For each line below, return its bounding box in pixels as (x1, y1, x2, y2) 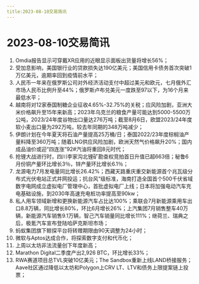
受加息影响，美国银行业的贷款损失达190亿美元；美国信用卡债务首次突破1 (15, 64, 192, 71)
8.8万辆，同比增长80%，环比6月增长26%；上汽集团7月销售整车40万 (20, 205, 188, 212)
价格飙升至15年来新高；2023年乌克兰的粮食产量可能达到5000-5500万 (20, 108, 191, 115)
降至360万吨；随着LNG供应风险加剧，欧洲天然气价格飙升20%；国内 (25, 138, 193, 145)
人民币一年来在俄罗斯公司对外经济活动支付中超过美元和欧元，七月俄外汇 (15, 79, 191, 86)
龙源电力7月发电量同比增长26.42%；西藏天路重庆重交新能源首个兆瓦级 (15, 167, 188, 175)
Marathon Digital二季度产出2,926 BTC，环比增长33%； (15, 249, 150, 256)
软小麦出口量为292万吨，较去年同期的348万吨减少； (15, 123, 143, 130)
